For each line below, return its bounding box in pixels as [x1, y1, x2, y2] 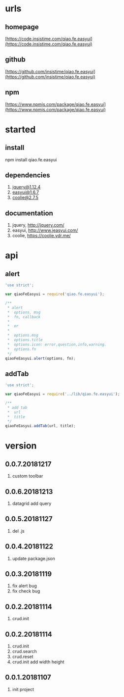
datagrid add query [12, 500, 52, 506]
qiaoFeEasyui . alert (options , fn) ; [5, 356, 76, 361]
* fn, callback [7, 314, 41, 319]
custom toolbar [12, 473, 43, 479]
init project [12, 686, 34, 692]
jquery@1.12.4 [12, 184, 41, 190]
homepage [5, 23, 39, 31]
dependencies [5, 171, 50, 180]
